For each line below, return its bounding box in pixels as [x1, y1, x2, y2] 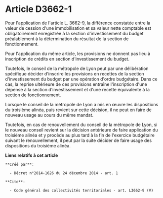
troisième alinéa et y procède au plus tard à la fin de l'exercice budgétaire [5, 132, 155, 138]
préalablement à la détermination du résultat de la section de [5, 36, 129, 42]
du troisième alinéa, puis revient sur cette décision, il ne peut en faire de [5, 107, 152, 113]
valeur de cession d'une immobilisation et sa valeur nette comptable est [5, 25, 152, 31]
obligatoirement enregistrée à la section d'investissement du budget [5, 30, 144, 36]
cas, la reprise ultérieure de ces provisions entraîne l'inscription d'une [5, 81, 147, 87]
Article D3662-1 [5, 3, 72, 15]
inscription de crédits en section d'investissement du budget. [5, 56, 130, 62]
